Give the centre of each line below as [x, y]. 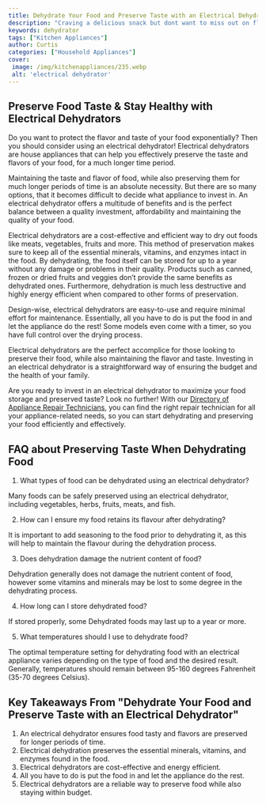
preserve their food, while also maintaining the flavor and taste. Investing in [131, 359]
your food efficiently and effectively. [67, 425]
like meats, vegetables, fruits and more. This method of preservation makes [131, 244]
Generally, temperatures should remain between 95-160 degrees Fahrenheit [132, 669]
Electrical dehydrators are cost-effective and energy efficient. [120, 767]
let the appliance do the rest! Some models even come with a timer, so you [130, 327]
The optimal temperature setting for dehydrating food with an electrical [124, 652]
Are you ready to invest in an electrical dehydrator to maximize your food [127, 391]
